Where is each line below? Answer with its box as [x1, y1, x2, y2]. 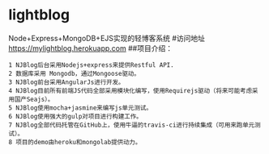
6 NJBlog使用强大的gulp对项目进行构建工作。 [8, 112, 143, 120]
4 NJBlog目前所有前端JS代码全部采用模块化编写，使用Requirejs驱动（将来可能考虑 [8, 86, 253, 94]
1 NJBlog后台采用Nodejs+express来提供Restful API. [8, 60, 174, 69]
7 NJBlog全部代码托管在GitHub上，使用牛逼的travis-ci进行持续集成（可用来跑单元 [8, 121, 255, 129]
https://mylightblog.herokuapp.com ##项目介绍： [8, 43, 173, 53]
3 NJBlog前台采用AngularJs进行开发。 [8, 78, 125, 86]
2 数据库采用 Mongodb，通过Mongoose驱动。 [8, 69, 140, 77]
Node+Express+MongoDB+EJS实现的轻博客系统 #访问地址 [8, 33, 205, 43]
